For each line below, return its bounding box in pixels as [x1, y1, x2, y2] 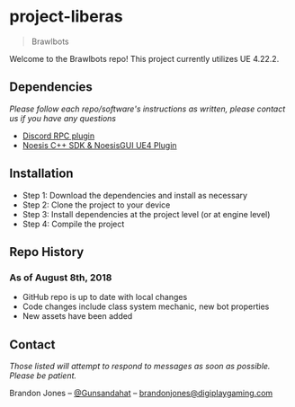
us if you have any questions [9, 112, 117, 123]
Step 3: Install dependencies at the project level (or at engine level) [22, 208, 271, 219]
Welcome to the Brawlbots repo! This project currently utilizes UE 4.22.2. [9, 53, 280, 64]
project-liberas [9, 6, 123, 27]
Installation [9, 166, 74, 181]
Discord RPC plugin [22, 130, 95, 141]
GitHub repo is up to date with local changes [22, 292, 188, 303]
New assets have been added [22, 311, 133, 322]
